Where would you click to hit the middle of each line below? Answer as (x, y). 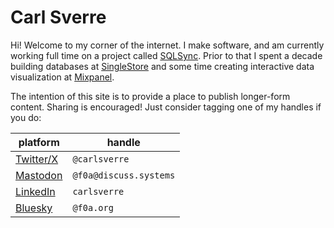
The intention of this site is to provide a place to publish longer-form (150, 96)
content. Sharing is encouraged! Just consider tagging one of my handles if (166, 107)
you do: (26, 117)
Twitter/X (37, 159)
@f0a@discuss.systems (124, 175)
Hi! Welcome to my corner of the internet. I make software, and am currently (167, 45)
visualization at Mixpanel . (62, 77)
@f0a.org (93, 207)
